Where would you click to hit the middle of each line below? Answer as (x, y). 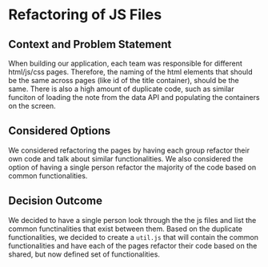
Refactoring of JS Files (85, 15)
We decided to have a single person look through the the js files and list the (132, 220)
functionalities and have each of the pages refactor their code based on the (133, 245)
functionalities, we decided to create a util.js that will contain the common (133, 237)
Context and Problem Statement (90, 44)
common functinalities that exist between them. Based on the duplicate (125, 229)
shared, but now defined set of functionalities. (84, 254)
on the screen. (32, 106)
